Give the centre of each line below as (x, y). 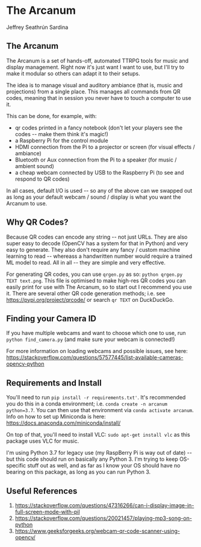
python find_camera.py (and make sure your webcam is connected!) (91, 339)
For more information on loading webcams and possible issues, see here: (97, 351)
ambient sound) (34, 166)
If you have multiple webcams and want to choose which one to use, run (96, 333)
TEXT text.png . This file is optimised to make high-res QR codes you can (96, 280)
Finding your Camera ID (51, 318)
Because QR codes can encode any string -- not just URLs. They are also (97, 237)
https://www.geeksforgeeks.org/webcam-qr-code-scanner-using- (97, 531)
